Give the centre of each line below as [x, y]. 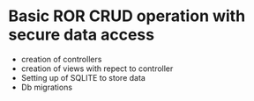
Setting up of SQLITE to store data [83, 77]
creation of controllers [61, 59]
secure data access [82, 35]
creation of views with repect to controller [97, 69]
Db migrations [46, 87]
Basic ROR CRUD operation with [127, 16]
